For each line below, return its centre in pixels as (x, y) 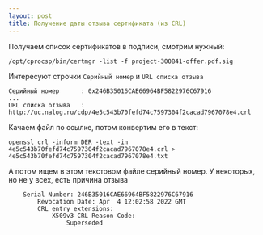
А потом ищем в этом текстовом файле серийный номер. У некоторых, (132, 171)
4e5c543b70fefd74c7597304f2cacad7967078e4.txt (88, 156)
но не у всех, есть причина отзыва (68, 179)
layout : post (30, 16)
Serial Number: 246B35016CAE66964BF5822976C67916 (108, 195)
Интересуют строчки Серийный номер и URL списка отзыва (106, 76)
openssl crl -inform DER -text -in (68, 142)
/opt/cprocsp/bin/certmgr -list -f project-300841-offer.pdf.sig (121, 61)
